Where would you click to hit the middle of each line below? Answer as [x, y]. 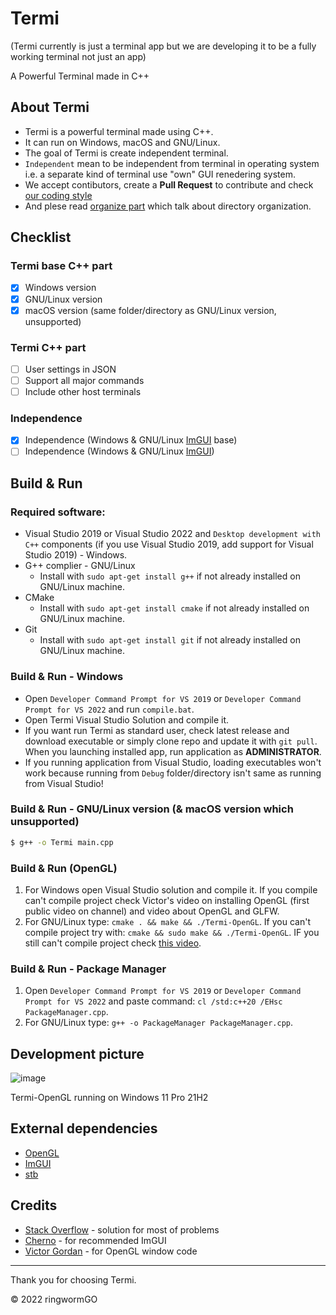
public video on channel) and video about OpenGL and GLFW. [152, 911]
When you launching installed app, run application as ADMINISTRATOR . [173, 751]
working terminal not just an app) [78, 56]
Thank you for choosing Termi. [73, 1279]
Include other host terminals [83, 392]
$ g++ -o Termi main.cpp [62, 842]
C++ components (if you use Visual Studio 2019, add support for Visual [169, 544]
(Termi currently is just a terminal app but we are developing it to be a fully [163, 46]
